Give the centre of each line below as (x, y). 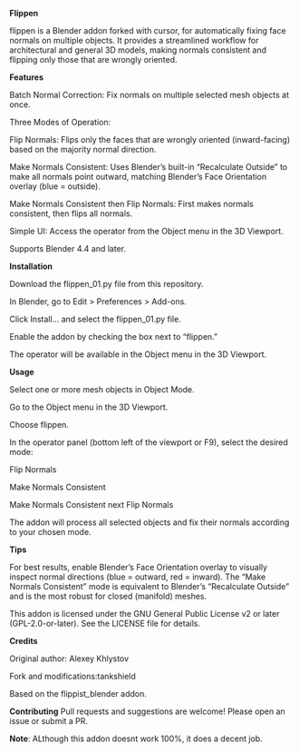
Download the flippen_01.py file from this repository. (106, 284)
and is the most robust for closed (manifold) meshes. (108, 596)
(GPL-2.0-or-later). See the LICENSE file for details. (105, 623)
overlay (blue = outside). (55, 186)
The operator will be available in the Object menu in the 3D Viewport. (138, 354)
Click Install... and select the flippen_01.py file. (95, 319)
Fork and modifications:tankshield (72, 676)
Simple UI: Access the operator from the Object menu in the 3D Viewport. (146, 231)
